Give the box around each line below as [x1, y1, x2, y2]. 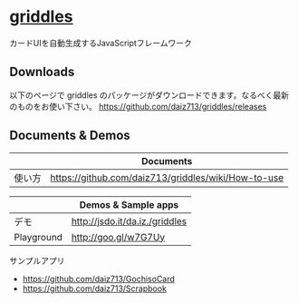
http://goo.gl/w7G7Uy [71, 230, 166, 243]
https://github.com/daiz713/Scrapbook [22, 283, 168, 294]
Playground [14, 230, 63, 243]
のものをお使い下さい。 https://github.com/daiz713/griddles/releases [9, 101, 267, 112]
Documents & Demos [9, 128, 131, 143]
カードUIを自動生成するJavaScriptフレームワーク [9, 37, 192, 48]
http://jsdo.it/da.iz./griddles [71, 215, 187, 228]
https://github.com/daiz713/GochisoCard [22, 273, 175, 284]
